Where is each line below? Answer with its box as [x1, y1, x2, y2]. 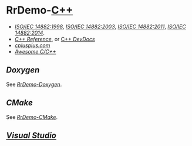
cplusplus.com [14, 42, 50, 49]
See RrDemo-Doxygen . [6, 81, 62, 88]
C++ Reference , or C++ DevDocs [14, 35, 95, 42]
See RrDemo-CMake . [6, 113, 58, 121]
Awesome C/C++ [14, 48, 56, 55]
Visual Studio [6, 130, 57, 140]
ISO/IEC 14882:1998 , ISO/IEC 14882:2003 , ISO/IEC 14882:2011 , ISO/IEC [14, 23, 186, 30]
